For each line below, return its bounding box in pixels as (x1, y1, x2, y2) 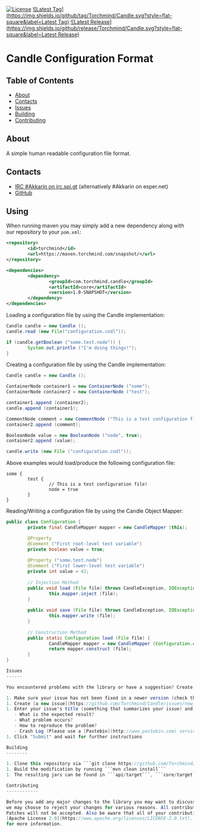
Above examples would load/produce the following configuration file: (6, 460, 176, 467)
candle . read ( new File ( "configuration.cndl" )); (6, 328, 127, 334)
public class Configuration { (6, 519, 82, 525)
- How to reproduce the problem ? (14, 723, 97, 729)
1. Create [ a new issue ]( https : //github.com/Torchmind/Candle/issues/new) (6, 700, 196, 706)
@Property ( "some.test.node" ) (27, 557, 102, 563)
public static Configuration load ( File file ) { (27, 635, 151, 641)
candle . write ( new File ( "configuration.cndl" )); (6, 449, 132, 455)
